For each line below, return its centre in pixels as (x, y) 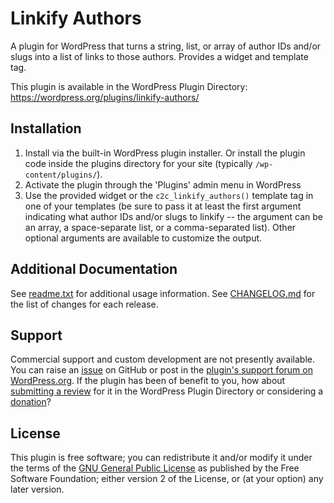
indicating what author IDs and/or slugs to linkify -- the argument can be (173, 216)
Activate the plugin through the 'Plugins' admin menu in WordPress (163, 184)
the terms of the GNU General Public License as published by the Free (155, 468)
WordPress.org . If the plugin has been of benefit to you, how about (148, 381)
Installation (46, 128)
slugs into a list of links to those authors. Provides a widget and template (159, 56)
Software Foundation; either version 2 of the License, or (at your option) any (167, 479)
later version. (37, 489)
